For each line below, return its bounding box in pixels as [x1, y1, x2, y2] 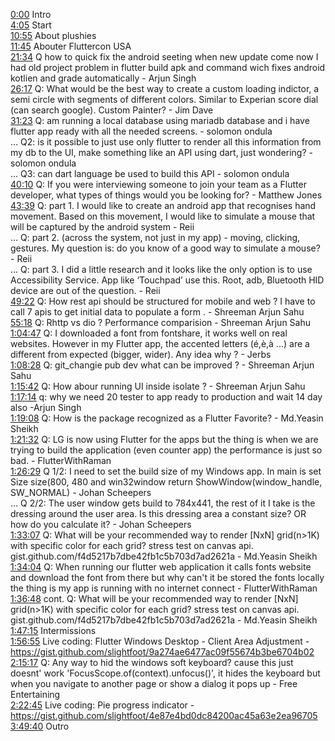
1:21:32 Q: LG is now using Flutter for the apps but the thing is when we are [10, 434, 319, 445]
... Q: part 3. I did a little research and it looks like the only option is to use [10, 264, 313, 275]
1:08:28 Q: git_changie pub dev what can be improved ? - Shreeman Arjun [10, 359, 315, 371]
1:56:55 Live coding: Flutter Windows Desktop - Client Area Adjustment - [10, 635, 310, 647]
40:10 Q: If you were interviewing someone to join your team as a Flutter [10, 179, 307, 190]
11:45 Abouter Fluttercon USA [10, 40, 132, 52]
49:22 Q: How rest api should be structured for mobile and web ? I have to [10, 295, 316, 307]
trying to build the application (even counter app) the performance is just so [10, 444, 323, 456]
